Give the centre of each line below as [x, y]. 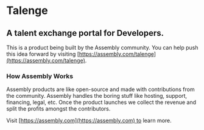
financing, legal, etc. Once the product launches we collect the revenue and [101, 102]
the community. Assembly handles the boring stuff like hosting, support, [97, 96]
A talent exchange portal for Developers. [85, 33]
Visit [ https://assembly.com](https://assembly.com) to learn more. [89, 121]
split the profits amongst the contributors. [58, 109]
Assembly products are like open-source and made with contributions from [100, 89]
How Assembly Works [40, 76]
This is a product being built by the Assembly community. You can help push [102, 47]
